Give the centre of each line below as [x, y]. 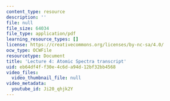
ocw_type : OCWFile [29, 50]
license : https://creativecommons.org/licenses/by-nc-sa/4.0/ [85, 45]
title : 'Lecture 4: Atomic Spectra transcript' [67, 61]
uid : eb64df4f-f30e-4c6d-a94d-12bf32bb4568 [61, 67]
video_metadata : [26, 84]
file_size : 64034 [28, 28]
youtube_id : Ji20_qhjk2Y [42, 89]
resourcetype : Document [36, 56]
